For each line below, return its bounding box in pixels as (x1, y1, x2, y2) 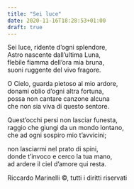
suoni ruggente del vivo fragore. (7, 65, 101, 75)
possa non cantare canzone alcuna (7, 94, 110, 103)
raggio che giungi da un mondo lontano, (7, 124, 124, 132)
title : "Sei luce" (7, 10, 62, 18)
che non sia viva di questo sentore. (7, 102, 110, 111)
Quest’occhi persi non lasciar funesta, (7, 116, 118, 124)
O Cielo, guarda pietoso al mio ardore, (7, 80, 118, 88)
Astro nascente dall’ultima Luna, (7, 50, 101, 59)
